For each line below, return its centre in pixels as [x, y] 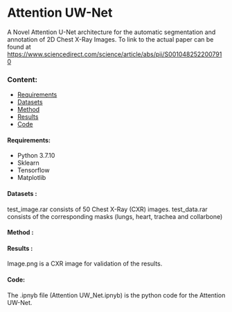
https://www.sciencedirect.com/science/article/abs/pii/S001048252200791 [115, 54]
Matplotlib [32, 178]
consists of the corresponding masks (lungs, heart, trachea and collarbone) [115, 216]
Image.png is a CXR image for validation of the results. [85, 264]
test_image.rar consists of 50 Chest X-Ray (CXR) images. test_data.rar [107, 209]
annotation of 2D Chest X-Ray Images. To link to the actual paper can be [110, 39]
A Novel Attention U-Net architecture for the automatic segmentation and [111, 32]
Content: [23, 79]
